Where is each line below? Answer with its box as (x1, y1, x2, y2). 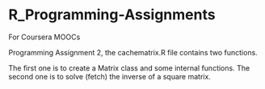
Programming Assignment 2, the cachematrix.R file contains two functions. (8, 47, 259, 57)
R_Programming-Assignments (8, 6, 216, 24)
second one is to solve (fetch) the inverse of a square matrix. (8, 71, 212, 81)
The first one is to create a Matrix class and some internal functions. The (8, 63, 250, 73)
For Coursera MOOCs (8, 32, 81, 42)
